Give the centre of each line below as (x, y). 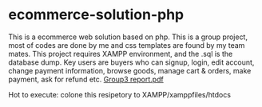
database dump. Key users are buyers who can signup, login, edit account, (131, 62)
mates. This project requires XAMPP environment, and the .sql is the (121, 53)
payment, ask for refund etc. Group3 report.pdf (86, 79)
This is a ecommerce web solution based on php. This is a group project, (128, 37)
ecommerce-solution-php (96, 15)
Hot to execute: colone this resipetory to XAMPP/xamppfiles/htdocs (120, 94)
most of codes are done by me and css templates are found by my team (127, 45)
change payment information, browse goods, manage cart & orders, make (130, 70)
